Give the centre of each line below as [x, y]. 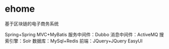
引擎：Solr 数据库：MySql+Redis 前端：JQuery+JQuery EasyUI [76, 41]
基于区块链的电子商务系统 [32, 23]
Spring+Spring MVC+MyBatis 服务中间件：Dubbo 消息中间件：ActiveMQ [81, 34]
